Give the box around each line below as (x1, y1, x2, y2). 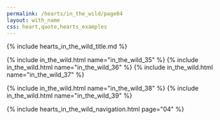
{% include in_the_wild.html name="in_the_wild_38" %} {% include (6, 84, 199, 93)
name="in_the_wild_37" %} (6, 70, 85, 79)
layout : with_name (6, 17, 60, 24)
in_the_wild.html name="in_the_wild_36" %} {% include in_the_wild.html (6, 63, 214, 72)
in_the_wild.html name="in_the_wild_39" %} (6, 91, 132, 100)
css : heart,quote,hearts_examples (6, 23, 108, 30)
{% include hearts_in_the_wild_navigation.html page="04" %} (6, 105, 185, 114)
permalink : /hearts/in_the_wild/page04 (6, 10, 123, 17)
